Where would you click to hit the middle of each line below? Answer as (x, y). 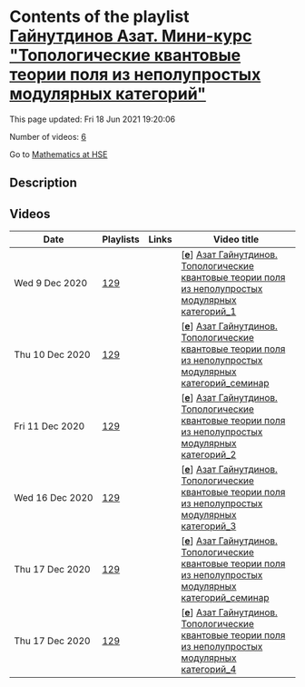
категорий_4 (209, 670)
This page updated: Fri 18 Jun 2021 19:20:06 (92, 119)
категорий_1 (209, 312)
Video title (236, 240)
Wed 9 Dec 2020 (51, 284)
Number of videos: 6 (48, 136)
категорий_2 (209, 454)
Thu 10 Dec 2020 (52, 354)
